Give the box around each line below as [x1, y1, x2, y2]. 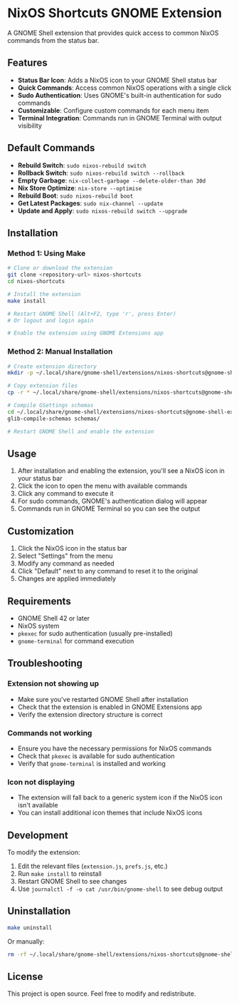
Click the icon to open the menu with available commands [17, 481, 188, 490]
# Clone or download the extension [7, 265, 113, 272]
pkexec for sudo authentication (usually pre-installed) [17, 629, 173, 638]
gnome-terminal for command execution [17, 636, 134, 645]
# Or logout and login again [7, 317, 94, 324]
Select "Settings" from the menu [17, 551, 113, 561]
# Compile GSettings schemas [7, 402, 94, 409]
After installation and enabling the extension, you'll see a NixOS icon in [17, 466, 225, 475]
